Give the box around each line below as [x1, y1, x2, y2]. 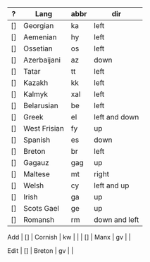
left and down [94, 112, 139, 122]
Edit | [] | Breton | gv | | [7, 247, 74, 255]
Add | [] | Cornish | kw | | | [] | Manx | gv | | [7, 233, 132, 241]
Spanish [23, 135, 51, 145]
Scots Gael [23, 204, 60, 213]
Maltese [23, 169, 51, 178]
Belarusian [23, 101, 58, 110]
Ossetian [23, 44, 53, 53]
